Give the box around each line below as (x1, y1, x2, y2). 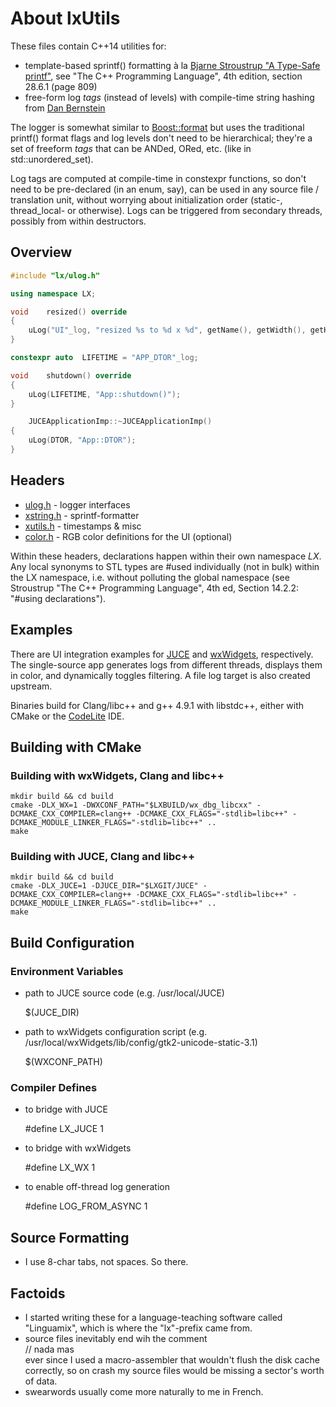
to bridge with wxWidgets (24, 1142, 132, 1154)
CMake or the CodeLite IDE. (10, 710, 125, 722)
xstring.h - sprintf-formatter (24, 509, 140, 521)
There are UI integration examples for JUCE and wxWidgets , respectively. (10, 648, 314, 660)
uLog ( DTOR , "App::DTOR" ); (28, 435, 137, 446)
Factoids (10, 1285, 66, 1302)
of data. (24, 1375, 58, 1387)
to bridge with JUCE (24, 1103, 108, 1116)
